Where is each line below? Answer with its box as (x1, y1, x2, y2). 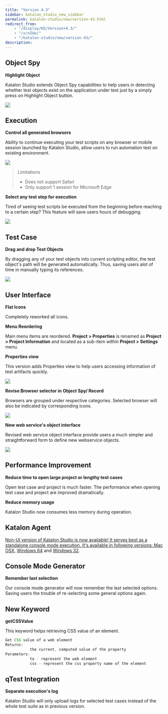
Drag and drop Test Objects (5, 247, 63, 253)
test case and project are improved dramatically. (5, 489, 105, 495)
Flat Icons (5, 304, 26, 310)
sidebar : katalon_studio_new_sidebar (5, 12, 84, 17)
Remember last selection (5, 575, 58, 581)
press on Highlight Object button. (5, 92, 73, 98)
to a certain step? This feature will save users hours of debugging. (5, 209, 141, 215)
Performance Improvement (5, 461, 91, 469)
